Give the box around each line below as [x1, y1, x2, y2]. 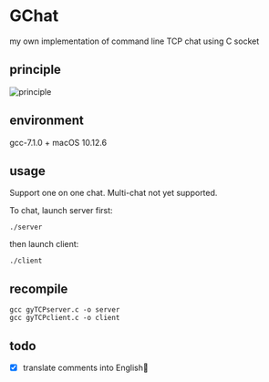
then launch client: [9, 239, 79, 250]
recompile [9, 281, 68, 296]
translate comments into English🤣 [22, 362, 149, 373]
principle [9, 62, 62, 77]
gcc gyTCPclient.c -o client [9, 314, 120, 323]
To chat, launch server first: [9, 205, 113, 216]
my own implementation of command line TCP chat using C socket [9, 36, 260, 46]
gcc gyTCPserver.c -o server [9, 305, 120, 315]
